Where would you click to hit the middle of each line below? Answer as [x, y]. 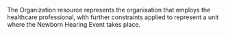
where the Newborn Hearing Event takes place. [74, 24]
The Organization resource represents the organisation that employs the [109, 10]
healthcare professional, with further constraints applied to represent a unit [113, 17]
